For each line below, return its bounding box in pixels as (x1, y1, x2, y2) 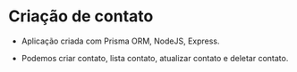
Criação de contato (8, 6, 154, 27)
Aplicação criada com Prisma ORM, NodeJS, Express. (21, 36, 220, 46)
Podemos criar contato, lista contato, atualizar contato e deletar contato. (21, 52, 289, 63)
